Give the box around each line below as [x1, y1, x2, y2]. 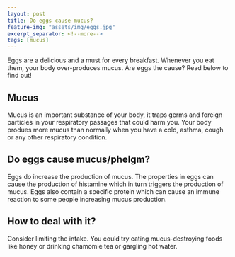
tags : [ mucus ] [7, 37, 50, 44]
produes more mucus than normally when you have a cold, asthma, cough [7, 125, 224, 134]
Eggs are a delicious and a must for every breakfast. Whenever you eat [7, 56, 214, 64]
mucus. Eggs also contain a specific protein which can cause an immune [7, 187, 219, 195]
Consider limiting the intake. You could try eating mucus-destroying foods [7, 234, 223, 243]
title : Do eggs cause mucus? [7, 17, 93, 24]
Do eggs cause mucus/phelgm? [7, 154, 151, 166]
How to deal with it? [7, 215, 96, 227]
